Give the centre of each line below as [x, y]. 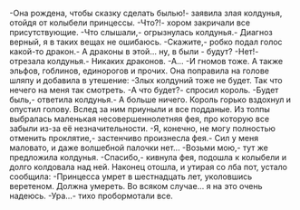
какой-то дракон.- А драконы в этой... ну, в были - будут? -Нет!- [134, 52]
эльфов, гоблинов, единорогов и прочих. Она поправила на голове [140, 71]
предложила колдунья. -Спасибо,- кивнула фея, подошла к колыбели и [148, 157]
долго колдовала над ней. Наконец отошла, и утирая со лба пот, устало [149, 167]
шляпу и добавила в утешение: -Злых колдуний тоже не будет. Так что [146, 80]
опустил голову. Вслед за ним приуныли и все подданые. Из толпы [140, 109]
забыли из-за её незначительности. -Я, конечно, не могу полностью [143, 129]
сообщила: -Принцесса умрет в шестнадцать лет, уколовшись [131, 177]
